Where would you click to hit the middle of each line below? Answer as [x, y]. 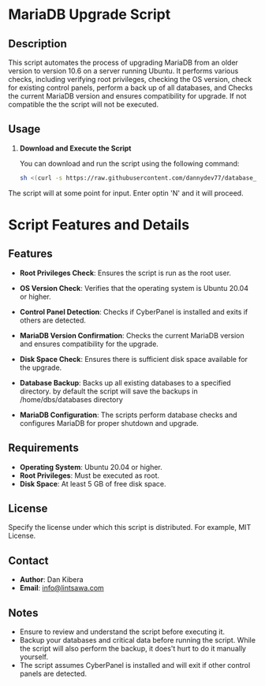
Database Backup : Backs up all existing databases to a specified [125, 382]
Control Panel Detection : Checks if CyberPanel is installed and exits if [134, 311]
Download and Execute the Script [75, 148]
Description [37, 44]
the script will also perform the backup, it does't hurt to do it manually [133, 648]
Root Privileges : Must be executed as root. [90, 475]
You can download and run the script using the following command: [129, 163]
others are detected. [53, 320]
